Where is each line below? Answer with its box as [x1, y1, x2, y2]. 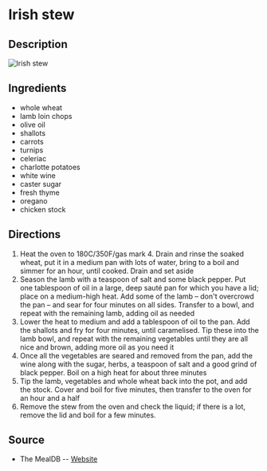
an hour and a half [19, 393, 80, 402]
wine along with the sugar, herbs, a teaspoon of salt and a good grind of [19, 359, 257, 369]
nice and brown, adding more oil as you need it [19, 342, 175, 352]
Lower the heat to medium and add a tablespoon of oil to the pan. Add [19, 317, 250, 327]
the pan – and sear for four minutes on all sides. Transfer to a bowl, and [19, 299, 255, 309]
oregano [19, 196, 48, 205]
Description [8, 38, 68, 51]
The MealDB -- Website [19, 454, 98, 464]
